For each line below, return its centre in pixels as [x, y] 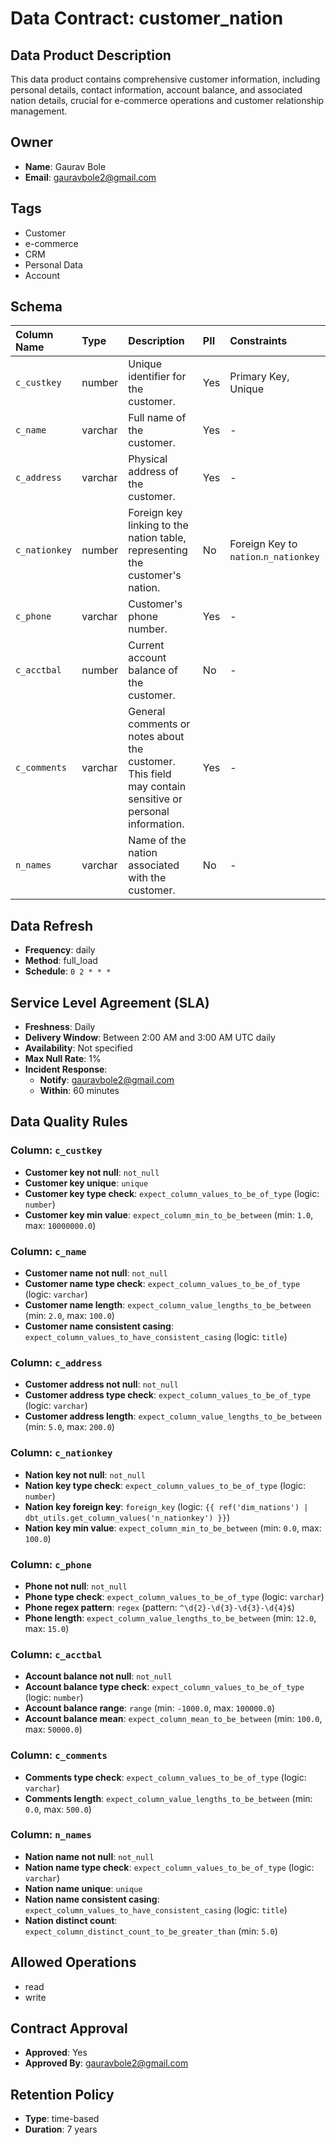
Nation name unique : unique [83, 1888]
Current [146, 645]
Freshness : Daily [60, 1027]
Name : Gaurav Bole [65, 166]
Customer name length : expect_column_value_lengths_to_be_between [168, 1305]
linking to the [158, 525]
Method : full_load [61, 961]
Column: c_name [48, 1251]
